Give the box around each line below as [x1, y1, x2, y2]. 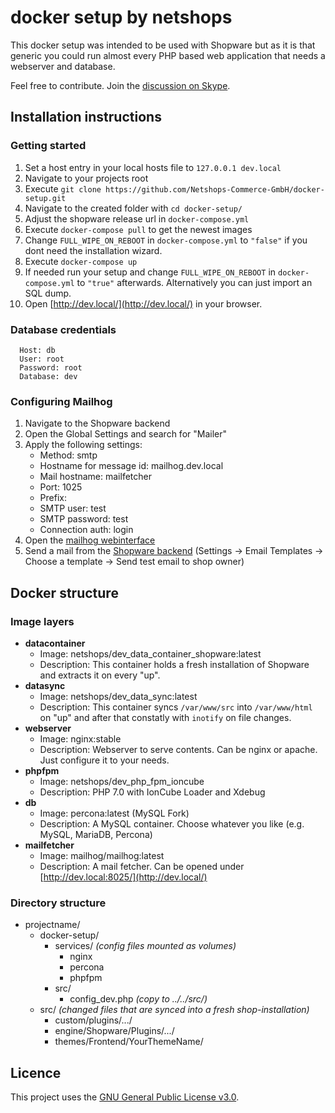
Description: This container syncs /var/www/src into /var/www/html [39, 701, 313, 713]
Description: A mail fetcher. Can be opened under [39, 860, 245, 872]
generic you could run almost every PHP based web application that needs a [10, 49, 326, 61]
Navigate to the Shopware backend [24, 417, 171, 430]
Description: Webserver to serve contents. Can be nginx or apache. [39, 743, 318, 755]
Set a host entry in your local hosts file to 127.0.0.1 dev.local [24, 161, 282, 173]
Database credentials [10, 322, 117, 336]
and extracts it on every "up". [39, 669, 161, 681]
